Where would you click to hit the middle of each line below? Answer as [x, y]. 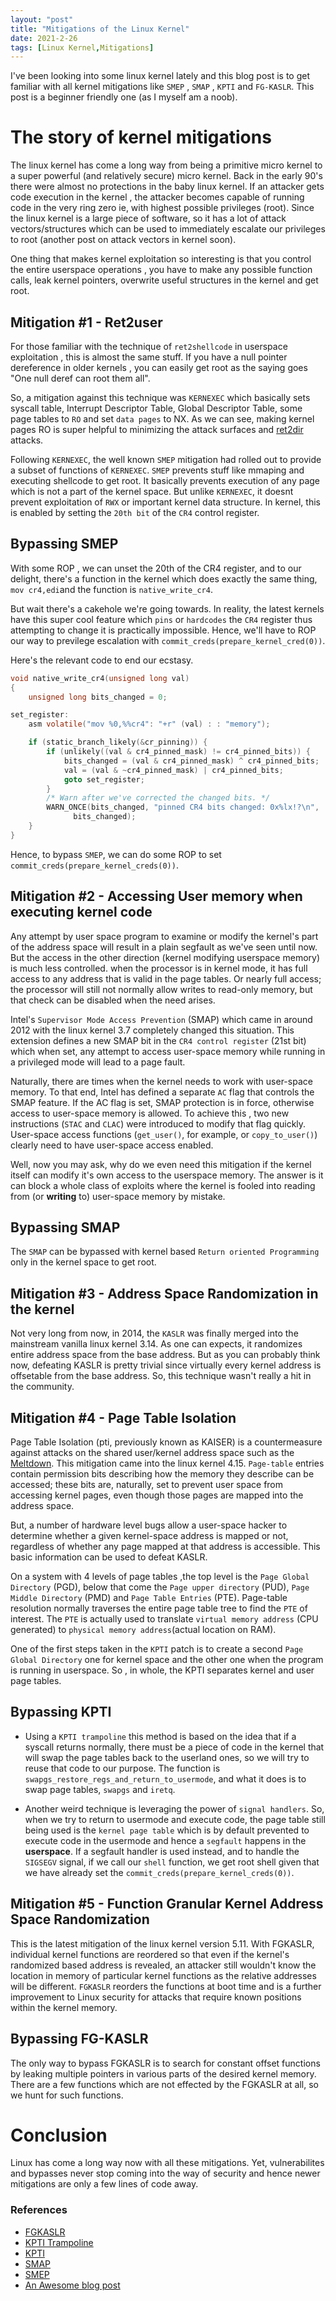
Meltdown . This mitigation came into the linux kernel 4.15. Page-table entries [167, 1463]
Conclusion [59, 2135]
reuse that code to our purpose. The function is [122, 1768]
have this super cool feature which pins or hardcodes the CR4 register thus [161, 619]
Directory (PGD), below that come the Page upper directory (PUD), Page [160, 1587]
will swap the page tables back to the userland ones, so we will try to [167, 1757]
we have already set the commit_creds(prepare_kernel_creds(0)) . [159, 1872]
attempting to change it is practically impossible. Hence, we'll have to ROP [163, 630]
